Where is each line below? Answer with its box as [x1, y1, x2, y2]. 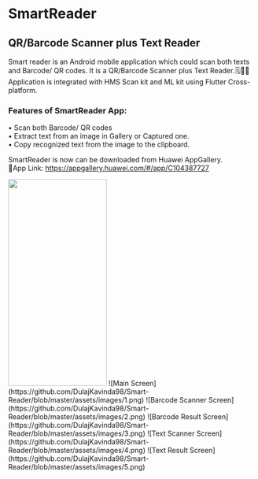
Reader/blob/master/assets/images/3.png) [8, 429, 146, 438]
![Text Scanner [146, 429, 195, 438]
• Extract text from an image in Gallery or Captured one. [8, 132, 190, 141]
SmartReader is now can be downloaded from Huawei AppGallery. [8, 155, 223, 165]
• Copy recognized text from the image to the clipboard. [8, 139, 190, 150]
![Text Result [146, 446, 189, 455]
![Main [108, 379, 130, 388]
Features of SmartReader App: [8, 105, 127, 116]
